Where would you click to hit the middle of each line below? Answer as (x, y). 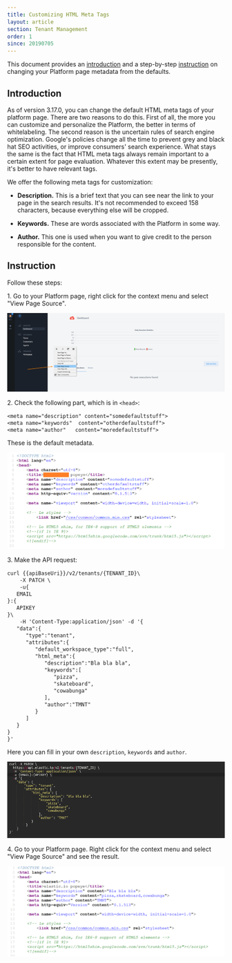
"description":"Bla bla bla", (87, 663)
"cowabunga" (71, 691)
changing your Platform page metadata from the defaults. (89, 72)
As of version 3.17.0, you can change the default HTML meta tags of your (110, 110)
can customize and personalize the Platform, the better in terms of (101, 124)
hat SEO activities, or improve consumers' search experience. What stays (112, 146)
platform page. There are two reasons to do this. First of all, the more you (111, 117)
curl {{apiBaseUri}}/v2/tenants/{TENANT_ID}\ (74, 573)
